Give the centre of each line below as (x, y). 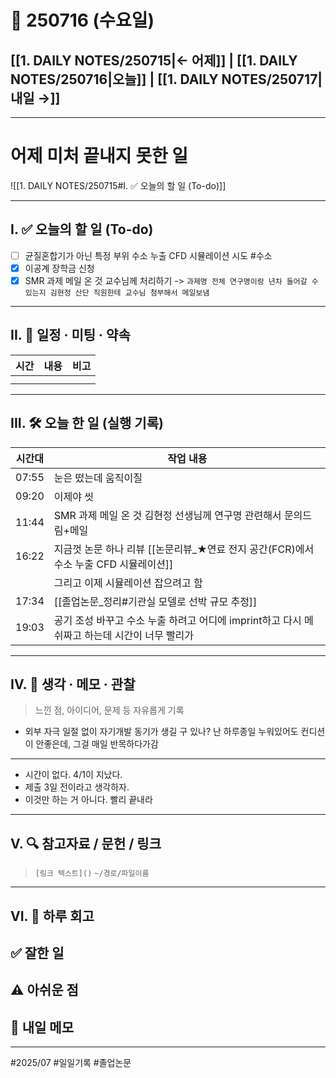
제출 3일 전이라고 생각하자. (77, 787)
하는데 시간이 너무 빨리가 (139, 635)
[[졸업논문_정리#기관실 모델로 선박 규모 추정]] (155, 601)
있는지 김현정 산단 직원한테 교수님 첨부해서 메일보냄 (117, 292)
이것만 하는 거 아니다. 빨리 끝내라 (88, 800)
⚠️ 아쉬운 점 (44, 990)
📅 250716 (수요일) (82, 20)
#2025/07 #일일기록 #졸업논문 (71, 1063)
